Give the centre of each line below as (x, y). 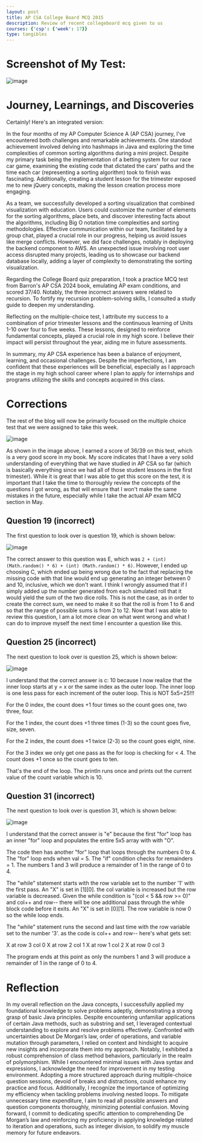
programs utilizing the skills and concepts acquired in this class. (86, 379)
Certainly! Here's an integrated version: (55, 122)
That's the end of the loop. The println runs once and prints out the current (99, 770)
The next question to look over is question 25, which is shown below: (92, 657)
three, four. (20, 711)
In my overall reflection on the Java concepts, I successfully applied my (95, 1004)
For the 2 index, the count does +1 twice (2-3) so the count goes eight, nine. (101, 741)
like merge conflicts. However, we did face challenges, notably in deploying (100, 242)
